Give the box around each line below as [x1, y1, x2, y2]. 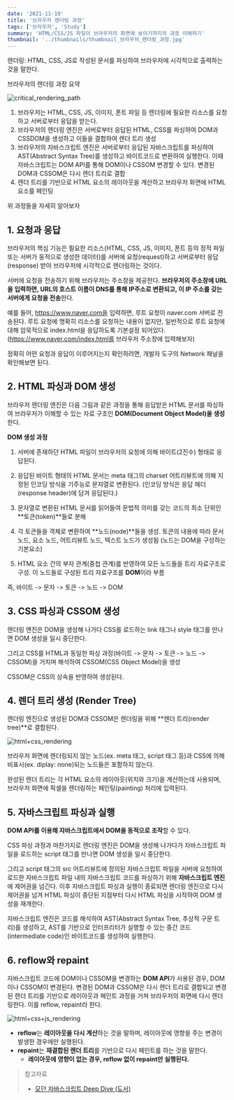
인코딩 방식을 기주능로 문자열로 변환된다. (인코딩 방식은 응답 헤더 [30, 480, 206, 488]
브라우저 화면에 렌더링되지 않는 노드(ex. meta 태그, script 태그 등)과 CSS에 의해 [7, 751, 225, 760]
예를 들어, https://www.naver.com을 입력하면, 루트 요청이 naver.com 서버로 [7, 308, 217, 316]
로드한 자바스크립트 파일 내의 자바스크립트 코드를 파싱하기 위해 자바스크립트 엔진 [7, 874, 226, 882]
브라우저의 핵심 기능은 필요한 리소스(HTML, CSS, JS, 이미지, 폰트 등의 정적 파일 [7, 244, 225, 252]
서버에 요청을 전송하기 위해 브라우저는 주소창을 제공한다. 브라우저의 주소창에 [7, 276, 214, 284]
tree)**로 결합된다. [7, 724, 59, 732]
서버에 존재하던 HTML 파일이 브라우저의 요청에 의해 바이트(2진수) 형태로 [17, 448, 215, 456]
